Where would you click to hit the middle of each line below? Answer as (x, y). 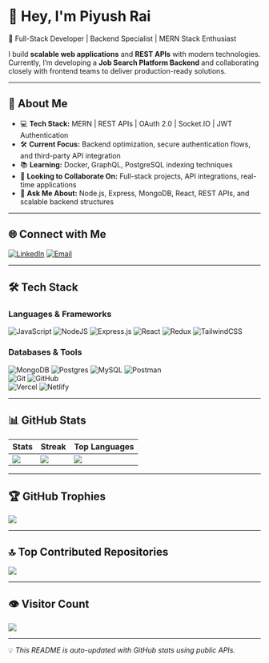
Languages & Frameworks (60, 314)
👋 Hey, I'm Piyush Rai (80, 16)
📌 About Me (38, 104)
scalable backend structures (67, 201)
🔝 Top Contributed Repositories (88, 552)
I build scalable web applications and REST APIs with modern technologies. (134, 54)
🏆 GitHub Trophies (57, 496)
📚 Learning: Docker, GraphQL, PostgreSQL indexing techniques (126, 164)
